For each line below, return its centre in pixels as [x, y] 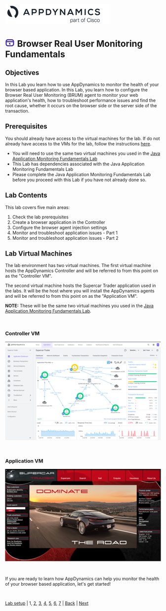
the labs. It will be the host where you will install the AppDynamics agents [80, 291]
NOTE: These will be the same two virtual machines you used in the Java [80, 306]
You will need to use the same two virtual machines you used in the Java [86, 153]
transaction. [17, 111]
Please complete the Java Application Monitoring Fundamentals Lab [82, 174]
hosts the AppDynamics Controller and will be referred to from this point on [82, 271]
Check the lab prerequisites [40, 217]
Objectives [22, 73]
